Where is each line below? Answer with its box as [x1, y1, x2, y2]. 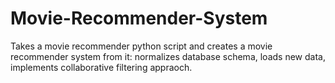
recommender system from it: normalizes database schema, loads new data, [10, 50, 326, 62]
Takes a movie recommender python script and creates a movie [10, 40, 273, 52]
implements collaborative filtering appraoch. [10, 61, 193, 73]
